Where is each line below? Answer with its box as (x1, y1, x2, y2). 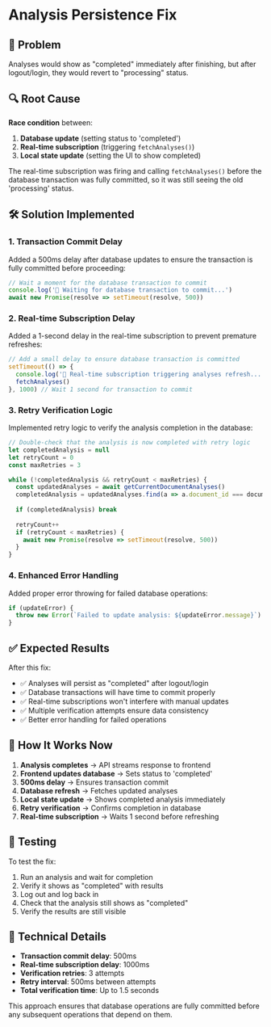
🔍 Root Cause (8, 92, 81, 106)
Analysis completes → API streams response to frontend (19, 760, 211, 769)
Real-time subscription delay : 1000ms (19, 960, 150, 970)
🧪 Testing (8, 835, 57, 849)
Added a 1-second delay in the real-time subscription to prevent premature (8, 331, 256, 341)
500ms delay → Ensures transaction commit (19, 777, 169, 787)
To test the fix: (8, 857, 56, 866)
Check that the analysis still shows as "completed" (19, 898, 189, 907)
